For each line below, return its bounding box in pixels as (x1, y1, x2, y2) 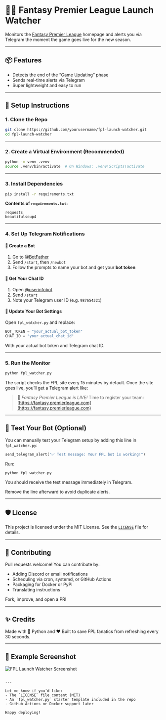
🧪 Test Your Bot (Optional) (5, 424, 86, 432)
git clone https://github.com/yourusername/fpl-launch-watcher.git (5, 127, 147, 133)
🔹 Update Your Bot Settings (5, 309, 62, 315)
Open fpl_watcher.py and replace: (5, 319, 75, 325)
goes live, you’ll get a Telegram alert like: (5, 385, 88, 391)
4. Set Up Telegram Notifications (5, 230, 85, 237)
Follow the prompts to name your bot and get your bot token (12, 264, 136, 270)
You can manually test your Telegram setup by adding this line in (5, 437, 137, 443)
